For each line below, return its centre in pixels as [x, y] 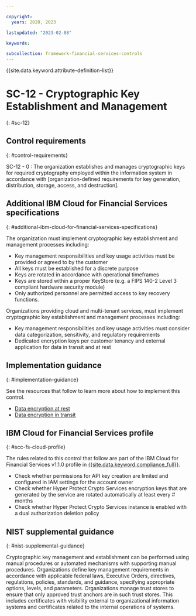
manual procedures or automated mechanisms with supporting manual [91, 563]
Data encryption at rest [42, 408]
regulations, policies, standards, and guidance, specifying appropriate [90, 582]
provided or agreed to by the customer [61, 262]
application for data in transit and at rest [63, 347]
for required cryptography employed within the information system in [89, 173]
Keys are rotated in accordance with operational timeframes [87, 274]
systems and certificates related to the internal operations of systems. [90, 607]
